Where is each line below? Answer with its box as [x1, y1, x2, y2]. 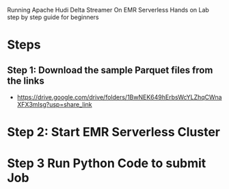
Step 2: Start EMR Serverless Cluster [7, 125, 221, 140]
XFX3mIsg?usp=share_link [16, 101, 92, 108]
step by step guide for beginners [7, 13, 99, 21]
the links [7, 75, 44, 86]
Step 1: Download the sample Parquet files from [7, 64, 213, 76]
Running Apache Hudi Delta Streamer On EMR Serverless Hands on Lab [7, 6, 210, 14]
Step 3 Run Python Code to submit [7, 155, 206, 171]
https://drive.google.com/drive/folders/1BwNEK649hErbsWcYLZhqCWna [16, 93, 222, 101]
